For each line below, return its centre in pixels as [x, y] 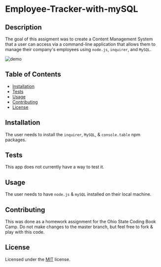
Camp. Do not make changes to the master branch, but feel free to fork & [79, 227]
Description [23, 27]
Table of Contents [33, 74]
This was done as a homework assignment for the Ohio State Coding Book [80, 222]
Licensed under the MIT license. [38, 259]
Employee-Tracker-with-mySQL [72, 9]
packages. [16, 140]
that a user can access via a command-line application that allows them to [80, 44]
